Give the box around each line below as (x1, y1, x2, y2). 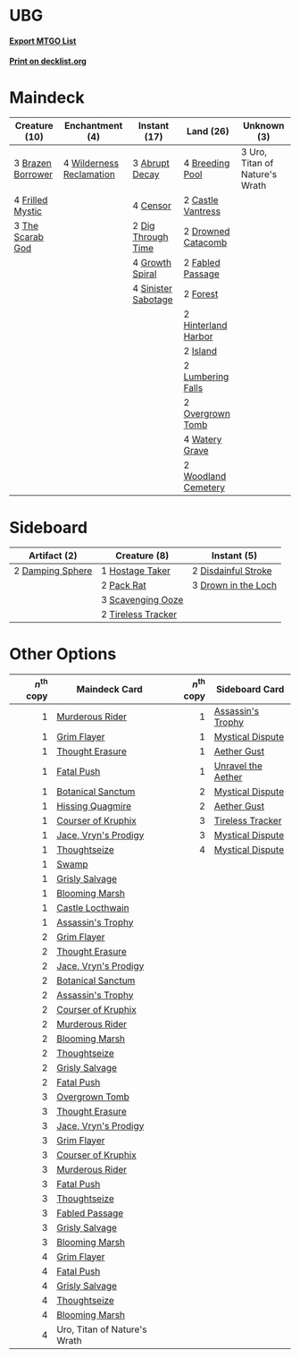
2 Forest (183, 288, 219, 301)
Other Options (9, 644, 117, 665)
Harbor (183, 330, 213, 343)
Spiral (132, 267, 157, 280)
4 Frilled (13, 194, 48, 207)
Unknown (242, 120, 285, 132)
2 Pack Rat (101, 579, 146, 591)
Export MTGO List (9, 35, 77, 46)
